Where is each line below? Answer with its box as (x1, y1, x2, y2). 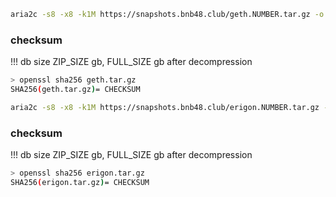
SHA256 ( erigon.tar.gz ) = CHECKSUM (10, 177, 150, 187)
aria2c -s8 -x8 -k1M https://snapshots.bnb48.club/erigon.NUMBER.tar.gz (10, 102, 320, 112)
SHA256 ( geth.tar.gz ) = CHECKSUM (10, 85, 141, 95)
